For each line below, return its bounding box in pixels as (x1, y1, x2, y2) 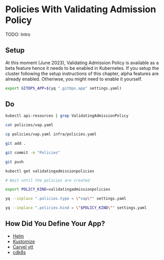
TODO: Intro (5, 31, 31, 37)
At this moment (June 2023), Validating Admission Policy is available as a (5, 60, 159, 66)
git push (5, 159, 24, 164)
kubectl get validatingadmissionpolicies (5, 168, 95, 174)
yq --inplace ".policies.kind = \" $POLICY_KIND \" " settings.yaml (5, 205, 147, 211)
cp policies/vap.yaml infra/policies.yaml (5, 132, 97, 137)
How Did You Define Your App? (5, 219, 105, 228)
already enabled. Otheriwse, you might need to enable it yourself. (5, 75, 143, 82)
